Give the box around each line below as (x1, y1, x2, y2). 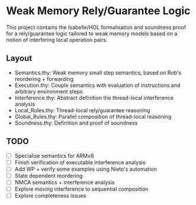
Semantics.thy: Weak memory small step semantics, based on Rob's (14, 69, 182, 76)
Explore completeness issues (14, 192, 86, 199)
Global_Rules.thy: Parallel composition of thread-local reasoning (14, 113, 172, 120)
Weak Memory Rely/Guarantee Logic (6, 4, 191, 18)
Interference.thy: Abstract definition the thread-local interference (14, 94, 173, 101)
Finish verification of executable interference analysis (14, 158, 146, 166)
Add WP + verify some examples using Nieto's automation (14, 165, 158, 173)
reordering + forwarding (14, 75, 74, 82)
